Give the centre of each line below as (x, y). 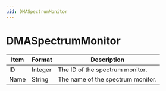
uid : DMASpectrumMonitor (37, 12)
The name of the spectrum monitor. (107, 79)
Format (42, 60)
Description (107, 60)
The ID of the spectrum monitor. (103, 70)
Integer (42, 70)
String (40, 79)
